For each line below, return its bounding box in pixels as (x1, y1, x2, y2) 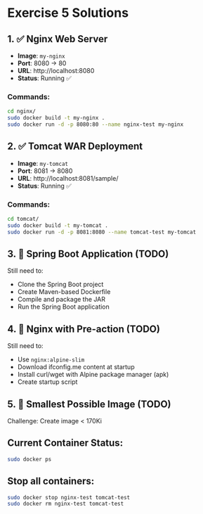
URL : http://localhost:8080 (17, 67, 95, 75)
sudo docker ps (7, 456, 52, 463)
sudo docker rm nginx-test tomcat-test (7, 501, 124, 508)
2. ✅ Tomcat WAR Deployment (7, 141, 143, 153)
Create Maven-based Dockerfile (17, 288, 111, 296)
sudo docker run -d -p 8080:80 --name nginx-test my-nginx (7, 121, 184, 128)
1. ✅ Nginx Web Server (7, 33, 108, 45)
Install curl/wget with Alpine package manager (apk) (17, 371, 169, 379)
